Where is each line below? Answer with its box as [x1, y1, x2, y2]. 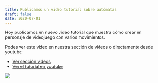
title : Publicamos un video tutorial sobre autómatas [5, 7, 117, 12]
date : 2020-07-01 [5, 16, 40, 21]
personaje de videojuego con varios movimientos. [5, 34, 105, 40]
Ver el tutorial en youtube [12, 64, 63, 69]
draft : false [5, 12, 32, 17]
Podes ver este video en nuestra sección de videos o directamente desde [5, 44, 153, 50]
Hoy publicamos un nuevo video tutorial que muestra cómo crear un [5, 30, 142, 35]
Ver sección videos [12, 59, 51, 65]
